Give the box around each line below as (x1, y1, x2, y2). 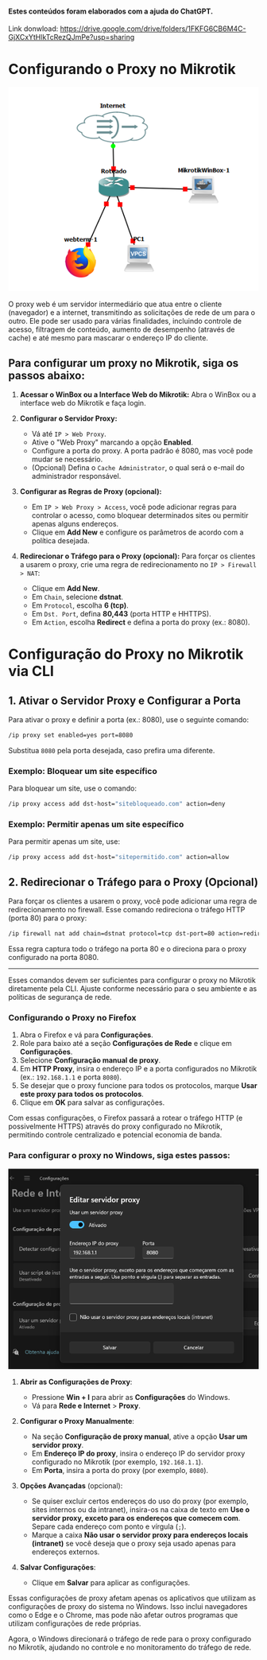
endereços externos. (31, 1547, 100, 1557)
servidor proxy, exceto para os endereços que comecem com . (31, 1514, 241, 1523)
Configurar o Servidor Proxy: (19, 414, 118, 423)
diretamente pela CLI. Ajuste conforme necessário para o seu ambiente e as (8, 984, 257, 993)
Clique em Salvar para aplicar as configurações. (31, 1578, 191, 1588)
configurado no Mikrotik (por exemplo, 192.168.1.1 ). (31, 1457, 204, 1467)
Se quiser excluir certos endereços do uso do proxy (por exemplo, (31, 1496, 249, 1506)
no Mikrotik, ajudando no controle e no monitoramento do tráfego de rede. (8, 1643, 252, 1652)
